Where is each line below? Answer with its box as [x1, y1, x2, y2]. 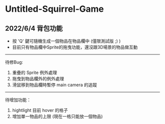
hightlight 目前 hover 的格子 [12, 107, 68, 113]
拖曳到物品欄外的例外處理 [12, 76, 64, 81]
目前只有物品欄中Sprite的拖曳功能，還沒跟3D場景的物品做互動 [12, 44, 138, 50]
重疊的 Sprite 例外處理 [12, 70, 57, 75]
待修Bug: [5, 59, 24, 65]
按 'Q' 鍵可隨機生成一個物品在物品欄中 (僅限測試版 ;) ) [12, 38, 121, 44]
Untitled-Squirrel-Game [5, 3, 104, 15]
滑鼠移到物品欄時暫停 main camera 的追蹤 [12, 82, 97, 88]
